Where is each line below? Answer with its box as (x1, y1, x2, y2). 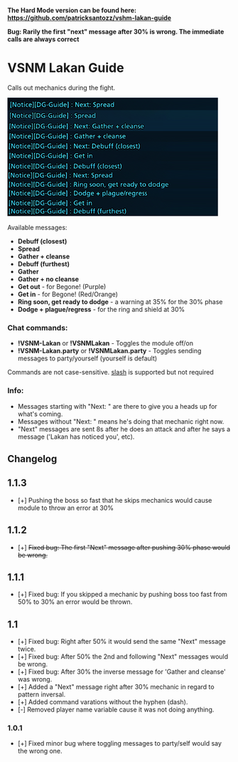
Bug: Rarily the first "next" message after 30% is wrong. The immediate (7, 28, 225, 36)
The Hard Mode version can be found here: (7, 6, 137, 14)
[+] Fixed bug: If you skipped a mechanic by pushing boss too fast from (17, 590, 227, 599)
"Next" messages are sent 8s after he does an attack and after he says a (17, 424, 231, 433)
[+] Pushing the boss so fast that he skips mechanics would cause (17, 496, 212, 504)
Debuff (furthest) (17, 259, 70, 268)
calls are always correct (7, 35, 80, 43)
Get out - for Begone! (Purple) (17, 282, 107, 291)
